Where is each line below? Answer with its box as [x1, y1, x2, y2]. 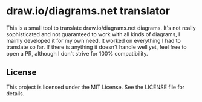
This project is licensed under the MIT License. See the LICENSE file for [6, 83, 185, 91]
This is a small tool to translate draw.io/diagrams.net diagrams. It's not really [6, 24, 196, 31]
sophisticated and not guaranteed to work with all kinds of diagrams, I [6, 30, 180, 37]
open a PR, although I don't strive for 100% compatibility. [6, 49, 148, 57]
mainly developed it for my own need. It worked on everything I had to [6, 37, 181, 44]
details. [6, 89, 25, 97]
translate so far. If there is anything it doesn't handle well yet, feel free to [6, 43, 187, 51]
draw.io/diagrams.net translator [6, 4, 171, 18]
